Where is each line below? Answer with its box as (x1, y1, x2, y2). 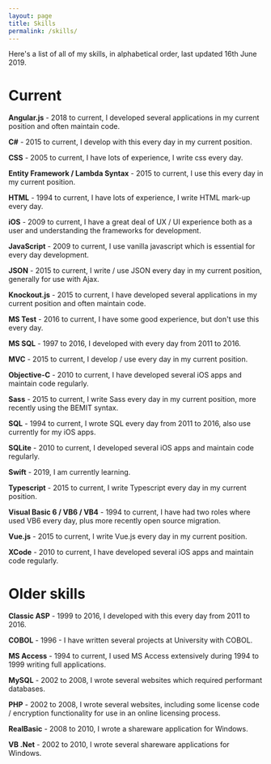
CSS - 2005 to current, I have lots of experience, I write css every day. (8, 153, 243, 163)
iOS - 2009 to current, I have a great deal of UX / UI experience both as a (8, 217, 252, 227)
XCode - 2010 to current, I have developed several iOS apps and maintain (8, 548, 254, 557)
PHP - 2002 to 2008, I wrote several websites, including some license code (8, 700, 260, 710)
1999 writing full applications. (8, 659, 107, 669)
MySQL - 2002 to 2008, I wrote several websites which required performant (8, 676, 263, 685)
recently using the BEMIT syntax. (8, 403, 119, 413)
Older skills (8, 584, 86, 603)
